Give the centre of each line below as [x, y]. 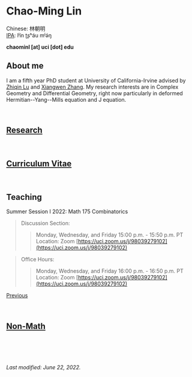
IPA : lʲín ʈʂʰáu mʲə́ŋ [29, 35]
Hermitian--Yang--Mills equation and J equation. [66, 99]
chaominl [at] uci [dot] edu [40, 47]
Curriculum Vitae [39, 164]
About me [25, 66]
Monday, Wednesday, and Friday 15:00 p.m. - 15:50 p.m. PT [109, 235]
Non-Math [26, 326]
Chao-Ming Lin [44, 11]
